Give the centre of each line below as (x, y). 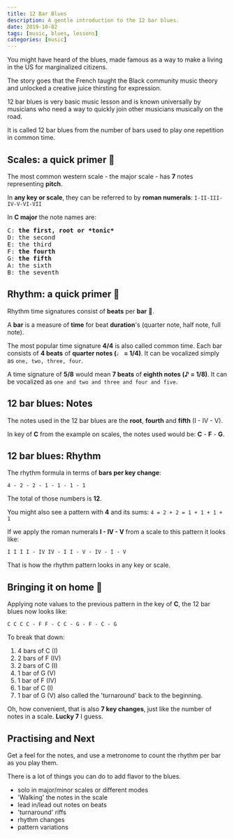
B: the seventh (33, 272)
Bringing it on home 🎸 (55, 587)
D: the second (31, 237)
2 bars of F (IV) (39, 658)
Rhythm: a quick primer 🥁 (64, 294)
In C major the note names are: (52, 217)
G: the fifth (30, 258)
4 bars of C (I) (37, 651)
